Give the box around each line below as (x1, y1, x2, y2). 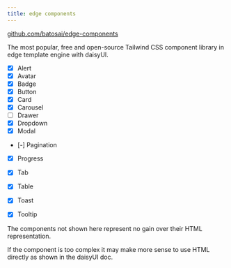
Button (17, 87, 37, 96)
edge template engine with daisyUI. (7, 50, 109, 59)
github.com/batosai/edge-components (7, 29, 118, 38)
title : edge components (7, 10, 77, 17)
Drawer (17, 111, 39, 119)
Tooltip (17, 210, 38, 218)
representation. (7, 232, 51, 240)
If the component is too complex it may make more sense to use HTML (7, 245, 210, 253)
